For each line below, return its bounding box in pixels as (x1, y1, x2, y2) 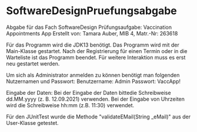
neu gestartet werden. (6, 60, 60, 67)
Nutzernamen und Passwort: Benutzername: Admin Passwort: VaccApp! (6, 78, 181, 85)
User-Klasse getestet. (6, 119, 59, 126)
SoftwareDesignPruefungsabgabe (6, 4, 178, 18)
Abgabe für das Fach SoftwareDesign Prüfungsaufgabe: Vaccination (6, 24, 172, 31)
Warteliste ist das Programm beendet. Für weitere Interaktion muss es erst (6, 54, 186, 61)
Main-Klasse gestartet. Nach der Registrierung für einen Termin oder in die (6, 47, 188, 54)
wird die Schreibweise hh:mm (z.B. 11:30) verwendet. (6, 101, 135, 108)
